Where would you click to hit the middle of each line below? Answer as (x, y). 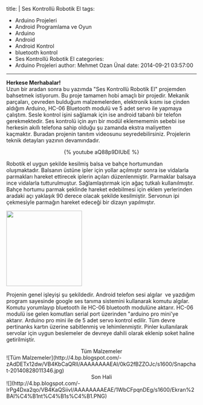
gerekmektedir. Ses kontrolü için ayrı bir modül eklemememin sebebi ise (96, 121)
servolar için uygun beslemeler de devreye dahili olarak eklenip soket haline (100, 333)
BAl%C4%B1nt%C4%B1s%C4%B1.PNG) (57, 396)
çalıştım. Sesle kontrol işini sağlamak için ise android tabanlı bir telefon (94, 115)
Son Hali (101, 377)
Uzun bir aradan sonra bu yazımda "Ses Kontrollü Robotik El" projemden (96, 89)
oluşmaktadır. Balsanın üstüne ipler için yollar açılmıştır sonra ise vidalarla (98, 170)
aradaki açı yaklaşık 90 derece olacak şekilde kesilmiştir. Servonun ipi (93, 196)
